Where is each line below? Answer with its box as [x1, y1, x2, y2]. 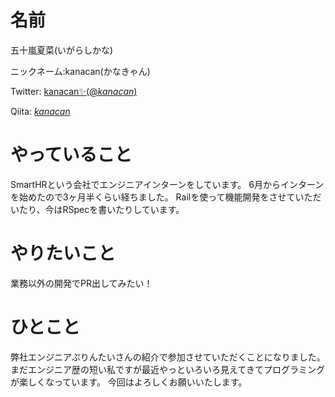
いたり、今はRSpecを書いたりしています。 [10, 203, 185, 215]
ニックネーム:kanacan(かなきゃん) [10, 65, 151, 77]
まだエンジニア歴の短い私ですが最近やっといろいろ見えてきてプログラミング [10, 363, 325, 375]
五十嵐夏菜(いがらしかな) [10, 44, 114, 56]
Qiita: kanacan [10, 105, 71, 117]
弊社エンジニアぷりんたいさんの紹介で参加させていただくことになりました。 [10, 351, 326, 363]
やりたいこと [10, 242, 117, 265]
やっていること [10, 144, 133, 166]
